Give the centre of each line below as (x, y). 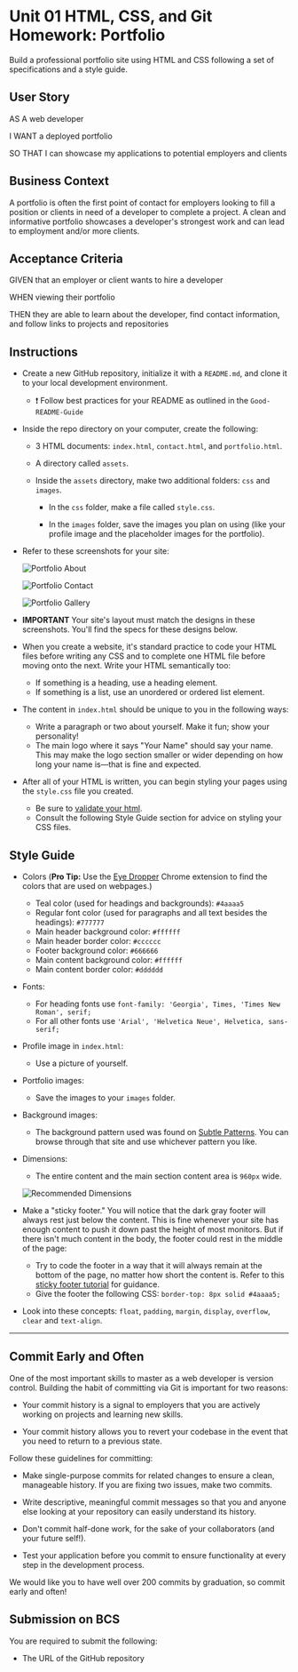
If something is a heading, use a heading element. (126, 683)
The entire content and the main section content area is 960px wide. (158, 1176)
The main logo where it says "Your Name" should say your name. (154, 746)
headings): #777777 (70, 922)
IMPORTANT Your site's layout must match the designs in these (138, 620)
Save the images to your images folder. (105, 1098)
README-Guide (59, 412)
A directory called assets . (82, 463)
